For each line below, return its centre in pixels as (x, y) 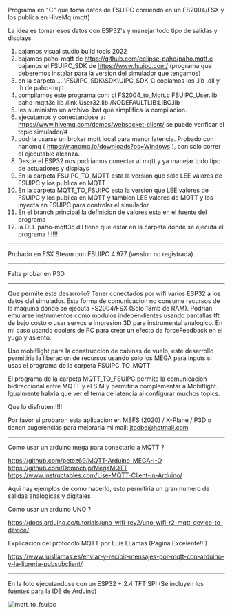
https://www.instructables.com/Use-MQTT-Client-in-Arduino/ (95, 475)
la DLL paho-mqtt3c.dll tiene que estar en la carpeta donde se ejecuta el (120, 227)
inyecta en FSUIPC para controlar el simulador (83, 205)
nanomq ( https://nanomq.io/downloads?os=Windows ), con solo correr (119, 146)
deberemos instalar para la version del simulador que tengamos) (109, 73)
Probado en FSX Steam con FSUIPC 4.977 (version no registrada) (101, 254)
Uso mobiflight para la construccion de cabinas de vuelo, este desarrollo (111, 351)
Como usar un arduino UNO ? (50, 509)
